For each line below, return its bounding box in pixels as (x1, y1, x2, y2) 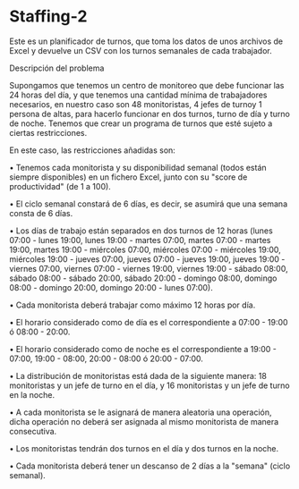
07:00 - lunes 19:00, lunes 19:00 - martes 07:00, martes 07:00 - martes (9, 234, 271, 245)
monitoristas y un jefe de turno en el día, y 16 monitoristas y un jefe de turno (9, 380, 290, 391)
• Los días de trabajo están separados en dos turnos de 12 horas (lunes (9, 225, 273, 236)
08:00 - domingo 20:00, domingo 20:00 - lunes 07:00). (9, 282, 213, 292)
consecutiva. (9, 426, 57, 436)
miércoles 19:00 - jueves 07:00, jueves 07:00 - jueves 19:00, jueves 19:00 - (9, 253, 286, 265)
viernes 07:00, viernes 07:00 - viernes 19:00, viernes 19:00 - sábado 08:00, (9, 263, 288, 274)
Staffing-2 (9, 6, 88, 27)
